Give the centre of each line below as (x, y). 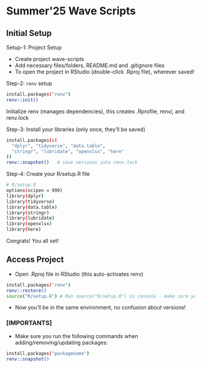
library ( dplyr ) (25, 196)
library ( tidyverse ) (31, 202)
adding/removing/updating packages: (61, 342)
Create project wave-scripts (49, 59)
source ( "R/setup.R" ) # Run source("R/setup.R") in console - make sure (97, 296)
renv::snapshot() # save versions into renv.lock (72, 163)
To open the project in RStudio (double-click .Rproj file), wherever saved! (104, 72)
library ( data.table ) (32, 207)
